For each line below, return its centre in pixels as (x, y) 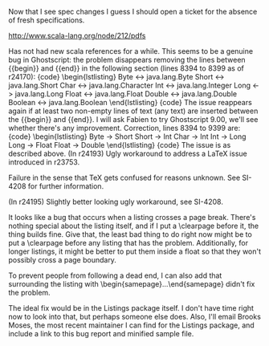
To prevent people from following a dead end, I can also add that (115, 275)
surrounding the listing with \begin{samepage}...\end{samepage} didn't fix (132, 284)
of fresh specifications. (47, 20)
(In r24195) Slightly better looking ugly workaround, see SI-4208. (116, 201)
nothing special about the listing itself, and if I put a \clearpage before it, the (134, 226)
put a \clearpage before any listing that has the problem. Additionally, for (128, 243)
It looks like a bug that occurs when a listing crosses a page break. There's (132, 217)
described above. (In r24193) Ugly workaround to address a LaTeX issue (128, 153)
